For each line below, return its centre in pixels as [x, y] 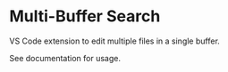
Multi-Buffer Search [85, 16]
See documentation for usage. [65, 58]
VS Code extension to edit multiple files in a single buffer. [115, 41]
